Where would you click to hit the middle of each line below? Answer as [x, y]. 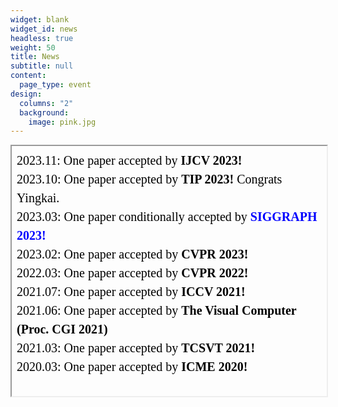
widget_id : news [44, 29]
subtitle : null [42, 66]
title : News [35, 57]
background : [44, 112]
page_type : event [55, 85]
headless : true [42, 38]
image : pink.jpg [62, 122]
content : [28, 76]
